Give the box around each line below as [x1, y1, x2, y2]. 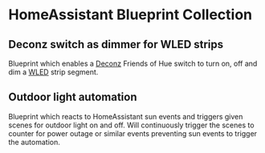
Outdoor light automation [8, 91, 137, 104]
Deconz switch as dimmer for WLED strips [8, 38, 224, 51]
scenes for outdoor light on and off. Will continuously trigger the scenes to [8, 120, 255, 130]
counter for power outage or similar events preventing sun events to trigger [8, 128, 258, 138]
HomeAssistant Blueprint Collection [8, 6, 253, 24]
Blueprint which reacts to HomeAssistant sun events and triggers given [8, 111, 243, 121]
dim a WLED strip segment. [8, 67, 99, 77]
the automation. [8, 137, 60, 147]
